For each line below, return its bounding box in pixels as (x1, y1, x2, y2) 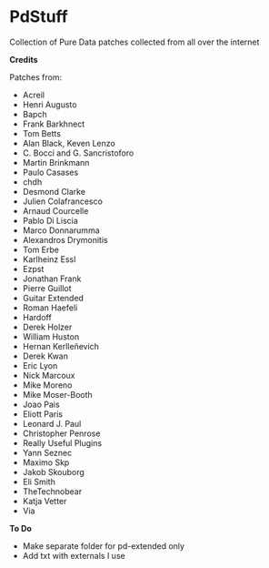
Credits (9, 54, 38, 65)
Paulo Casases (22, 167, 79, 177)
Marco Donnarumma (22, 225, 100, 236)
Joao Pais (22, 399, 61, 410)
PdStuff (9, 6, 68, 27)
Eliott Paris (22, 408, 64, 420)
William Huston (22, 330, 80, 342)
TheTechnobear (22, 485, 83, 497)
